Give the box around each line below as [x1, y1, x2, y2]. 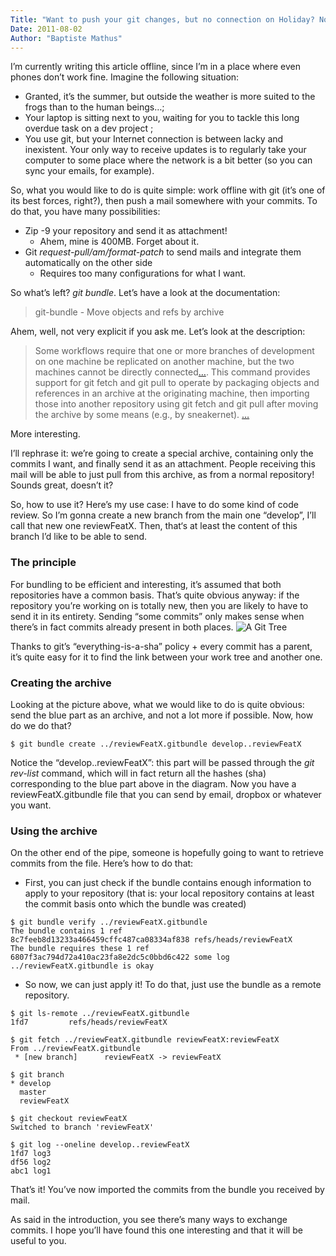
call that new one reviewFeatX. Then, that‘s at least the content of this [10, 520, 298, 532]
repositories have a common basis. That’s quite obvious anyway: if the [10, 589, 300, 601]
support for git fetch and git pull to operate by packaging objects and [34, 377, 320, 389]
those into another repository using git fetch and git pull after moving [34, 398, 319, 410]
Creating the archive [10, 676, 112, 690]
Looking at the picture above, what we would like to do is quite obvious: [10, 698, 305, 710]
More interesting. [10, 428, 81, 440]
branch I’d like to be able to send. [10, 531, 148, 543]
